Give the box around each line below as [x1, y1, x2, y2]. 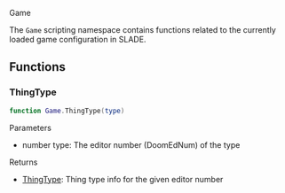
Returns [9, 157, 38, 167]
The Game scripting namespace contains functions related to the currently [9, 25, 277, 35]
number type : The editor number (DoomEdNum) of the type [21, 139, 241, 150]
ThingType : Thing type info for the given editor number [21, 174, 224, 184]
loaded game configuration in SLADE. [9, 35, 146, 44]
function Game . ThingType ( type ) [9, 106, 125, 115]
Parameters [9, 122, 51, 133]
